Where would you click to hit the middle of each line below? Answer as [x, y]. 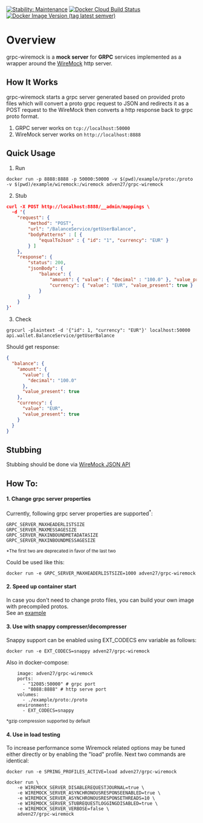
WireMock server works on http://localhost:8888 [78, 134]
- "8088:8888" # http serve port [64, 689]
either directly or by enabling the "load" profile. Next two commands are [96, 754]
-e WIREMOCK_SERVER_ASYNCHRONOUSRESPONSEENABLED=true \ [89, 793]
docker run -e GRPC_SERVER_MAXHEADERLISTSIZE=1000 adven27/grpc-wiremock [101, 573]
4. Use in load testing [33, 734]
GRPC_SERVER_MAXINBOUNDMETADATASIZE [52, 535]
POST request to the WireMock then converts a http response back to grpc [100, 109]
